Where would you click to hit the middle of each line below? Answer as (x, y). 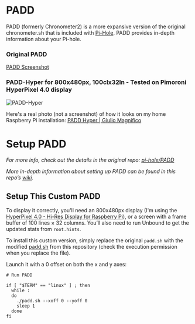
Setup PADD (36, 144)
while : (21, 291)
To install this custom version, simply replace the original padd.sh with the (95, 241)
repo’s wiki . (20, 178)
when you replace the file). (38, 253)
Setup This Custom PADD (53, 196)
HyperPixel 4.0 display (39, 90)
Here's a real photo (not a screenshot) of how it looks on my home (86, 114)
